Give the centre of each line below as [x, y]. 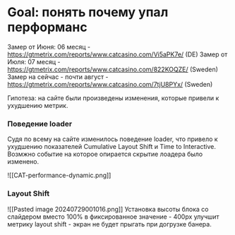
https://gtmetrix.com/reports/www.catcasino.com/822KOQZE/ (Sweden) [113, 69]
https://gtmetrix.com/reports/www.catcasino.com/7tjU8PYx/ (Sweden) [110, 84]
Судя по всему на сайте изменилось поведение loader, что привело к [113, 139]
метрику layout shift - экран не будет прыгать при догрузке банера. [109, 224]
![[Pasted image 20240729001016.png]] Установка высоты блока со [108, 209]
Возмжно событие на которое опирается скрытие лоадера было [105, 154]
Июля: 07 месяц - [34, 61]
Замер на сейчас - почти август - [58, 77]
